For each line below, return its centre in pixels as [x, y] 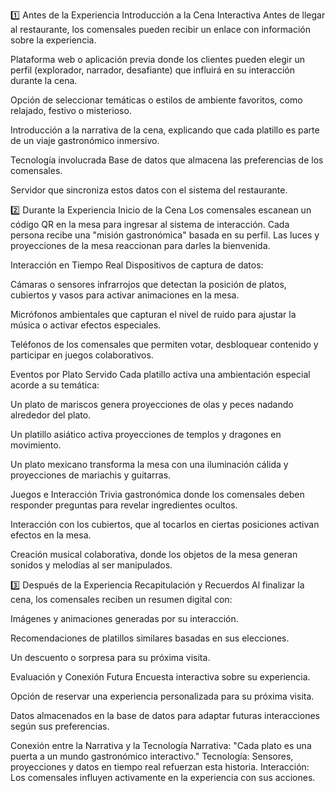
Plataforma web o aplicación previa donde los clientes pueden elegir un [157, 59]
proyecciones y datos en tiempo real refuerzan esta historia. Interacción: [160, 767]
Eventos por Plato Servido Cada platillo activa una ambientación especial [160, 374]
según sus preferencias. [60, 726]
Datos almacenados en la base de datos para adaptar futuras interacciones [165, 715]
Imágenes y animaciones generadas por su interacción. [124, 618]
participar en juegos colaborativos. [82, 355]
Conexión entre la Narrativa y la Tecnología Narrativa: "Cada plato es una [161, 745]
